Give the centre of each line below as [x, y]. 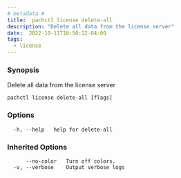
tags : [15, 39]
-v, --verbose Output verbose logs [69, 167]
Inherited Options [37, 147]
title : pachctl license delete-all [60, 20]
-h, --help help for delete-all [63, 130]
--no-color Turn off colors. [70, 161]
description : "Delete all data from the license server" [91, 26]
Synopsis [23, 70]
